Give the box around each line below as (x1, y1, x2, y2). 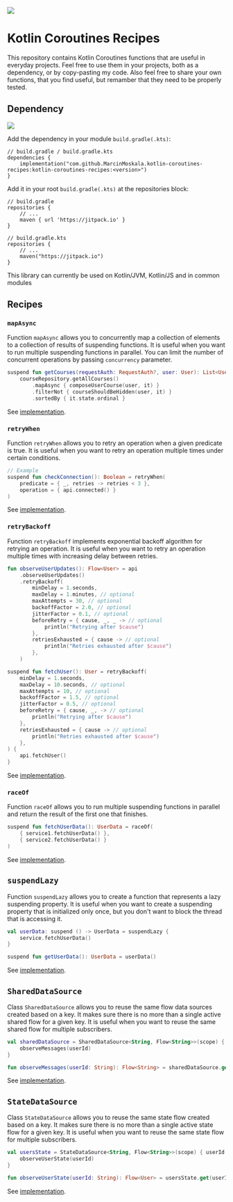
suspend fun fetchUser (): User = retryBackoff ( (7, 668, 148, 675)
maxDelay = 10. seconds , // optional (19, 681, 126, 688)
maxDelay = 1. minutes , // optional (32, 591, 135, 598)
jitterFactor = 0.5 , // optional (19, 701, 116, 708)
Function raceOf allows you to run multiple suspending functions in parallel (7, 803, 221, 811)
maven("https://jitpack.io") (19, 252, 104, 260)
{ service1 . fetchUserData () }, (19, 830, 110, 837)
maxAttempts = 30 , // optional (32, 598, 123, 605)
